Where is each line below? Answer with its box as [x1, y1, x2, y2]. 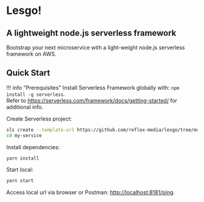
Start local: [6, 166, 33, 173]
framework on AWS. [6, 50, 56, 58]
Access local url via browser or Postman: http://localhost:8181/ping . [6, 189, 175, 196]
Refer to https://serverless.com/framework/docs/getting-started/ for [6, 96, 178, 104]
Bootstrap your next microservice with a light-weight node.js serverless [6, 44, 185, 51]
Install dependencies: [6, 143, 60, 150]
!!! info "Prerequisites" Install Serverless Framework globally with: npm [6, 84, 180, 91]
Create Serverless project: [6, 115, 72, 122]
